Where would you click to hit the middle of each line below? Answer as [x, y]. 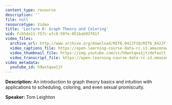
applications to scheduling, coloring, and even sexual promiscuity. [75, 87]
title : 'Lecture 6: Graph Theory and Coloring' [57, 29]
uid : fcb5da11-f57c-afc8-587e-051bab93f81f [52, 34]
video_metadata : [23, 62]
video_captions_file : [33, 48]
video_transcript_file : [35, 58]
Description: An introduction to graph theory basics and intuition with [79, 82]
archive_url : [24, 44]
